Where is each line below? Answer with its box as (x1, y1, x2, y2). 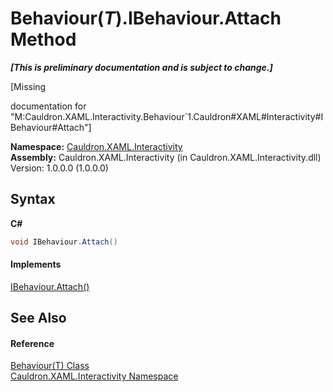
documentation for (10, 100, 87, 112)
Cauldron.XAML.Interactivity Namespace (10, 370, 179, 382)
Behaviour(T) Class (10, 360, 90, 372)
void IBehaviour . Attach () (10, 237, 118, 247)
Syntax (10, 191, 56, 208)
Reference (10, 337, 55, 349)
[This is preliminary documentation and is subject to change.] (10, 61, 273, 73)
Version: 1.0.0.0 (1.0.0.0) (10, 162, 109, 174)
